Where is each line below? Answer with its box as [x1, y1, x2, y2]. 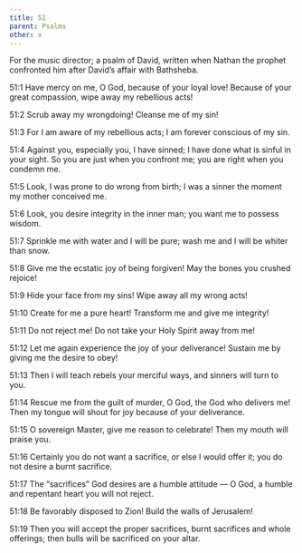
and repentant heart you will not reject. [9, 489, 154, 500]
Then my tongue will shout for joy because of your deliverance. [9, 407, 246, 418]
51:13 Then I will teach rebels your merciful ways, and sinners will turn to [9, 370, 278, 381]
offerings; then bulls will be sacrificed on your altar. [9, 533, 201, 544]
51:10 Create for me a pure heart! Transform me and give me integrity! [9, 307, 269, 318]
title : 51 [9, 13, 47, 23]
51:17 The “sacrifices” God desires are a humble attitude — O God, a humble [9, 479, 293, 490]
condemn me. [9, 164, 61, 175]
